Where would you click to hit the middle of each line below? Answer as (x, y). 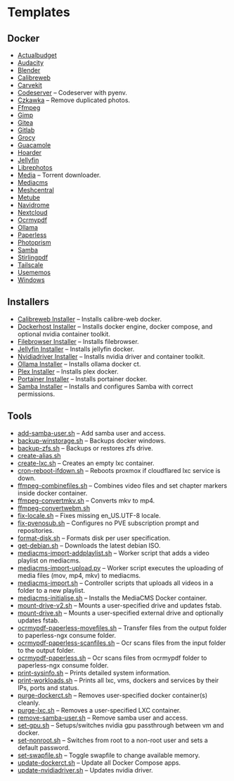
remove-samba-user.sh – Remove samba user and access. (103, 718)
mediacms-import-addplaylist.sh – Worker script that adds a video (113, 553)
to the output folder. (46, 650)
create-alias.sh (39, 455)
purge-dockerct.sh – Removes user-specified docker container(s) (112, 695)
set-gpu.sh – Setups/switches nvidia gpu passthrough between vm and (121, 725)
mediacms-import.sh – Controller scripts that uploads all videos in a (115, 583)
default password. (44, 747)
